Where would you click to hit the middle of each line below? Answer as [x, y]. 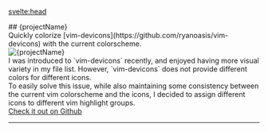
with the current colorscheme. [92, 44]
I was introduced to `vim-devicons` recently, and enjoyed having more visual [134, 60]
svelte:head [28, 12]
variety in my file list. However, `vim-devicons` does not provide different [128, 69]
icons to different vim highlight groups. [72, 103]
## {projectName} [38, 27]
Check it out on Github [45, 111]
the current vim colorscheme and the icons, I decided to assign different [127, 94]
